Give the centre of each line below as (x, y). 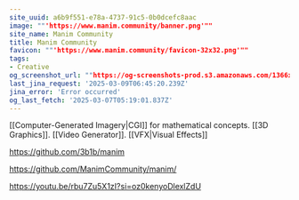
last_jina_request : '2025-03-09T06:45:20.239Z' (99, 84)
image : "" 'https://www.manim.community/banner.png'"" (111, 26)
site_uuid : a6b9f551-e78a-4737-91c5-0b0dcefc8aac (103, 17)
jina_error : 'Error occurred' (65, 92)
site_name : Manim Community (61, 34)
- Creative (29, 68)
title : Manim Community (53, 42)
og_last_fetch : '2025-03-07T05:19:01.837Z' (91, 100)
